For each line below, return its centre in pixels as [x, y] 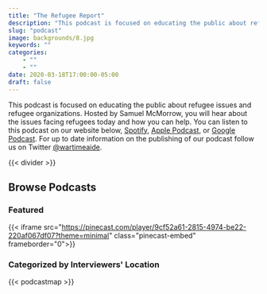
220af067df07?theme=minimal [59, 236]
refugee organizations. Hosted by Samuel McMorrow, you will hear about [128, 113]
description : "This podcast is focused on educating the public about [128, 23]
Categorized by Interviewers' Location [84, 265]
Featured [26, 210]
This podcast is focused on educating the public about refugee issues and [130, 105]
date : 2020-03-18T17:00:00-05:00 [64, 75]
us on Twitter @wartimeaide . [55, 147]
